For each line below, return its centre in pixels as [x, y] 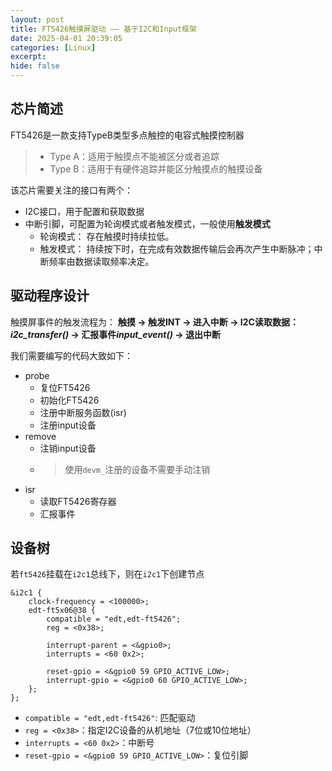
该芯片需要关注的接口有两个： [71, 190]
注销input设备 [68, 448]
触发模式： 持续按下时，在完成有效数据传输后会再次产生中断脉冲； [177, 248]
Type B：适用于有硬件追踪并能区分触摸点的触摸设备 [156, 168]
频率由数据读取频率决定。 [101, 261]
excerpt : [28, 57]
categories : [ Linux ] [53, 47]
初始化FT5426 [69, 400]
